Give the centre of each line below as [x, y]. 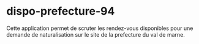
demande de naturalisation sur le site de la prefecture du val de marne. [96, 34]
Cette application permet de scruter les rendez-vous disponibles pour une [100, 28]
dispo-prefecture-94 [61, 11]
